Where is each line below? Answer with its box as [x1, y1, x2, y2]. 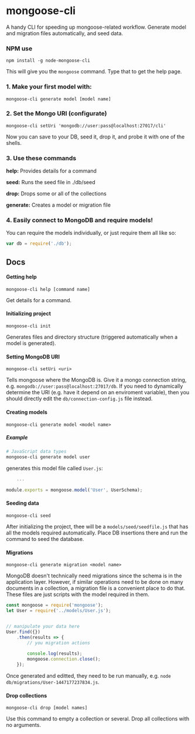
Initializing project [6, 310, 52, 317]
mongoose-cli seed [6, 513, 51, 519]
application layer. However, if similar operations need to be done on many [6, 579, 183, 586]
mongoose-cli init [6, 323, 51, 329]
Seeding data [6, 500, 39, 507]
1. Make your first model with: [6, 83, 92, 91]
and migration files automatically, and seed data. [6, 29, 124, 36]
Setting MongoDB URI [6, 353, 60, 360]
